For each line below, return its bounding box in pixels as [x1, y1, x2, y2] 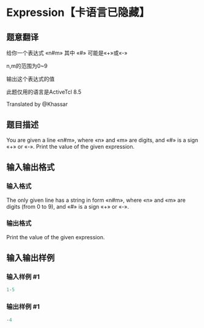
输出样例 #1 [6, 302, 40, 311]
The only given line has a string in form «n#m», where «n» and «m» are [6, 196, 186, 204]
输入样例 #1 [6, 273, 40, 281]
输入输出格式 [6, 162, 55, 173]
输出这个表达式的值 [6, 75, 55, 83]
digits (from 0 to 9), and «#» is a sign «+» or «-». [6, 203, 129, 210]
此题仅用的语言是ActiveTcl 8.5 [6, 88, 82, 95]
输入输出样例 [6, 253, 55, 263]
